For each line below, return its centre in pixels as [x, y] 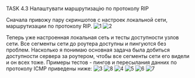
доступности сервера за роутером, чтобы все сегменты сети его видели [98, 56]
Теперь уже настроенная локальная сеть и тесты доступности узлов [93, 37]
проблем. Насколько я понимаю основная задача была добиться [88, 50]
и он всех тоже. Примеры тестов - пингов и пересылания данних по [92, 62]
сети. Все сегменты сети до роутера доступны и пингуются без [86, 44]
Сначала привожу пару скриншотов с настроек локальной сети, [87, 20]
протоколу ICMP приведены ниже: [49, 69]
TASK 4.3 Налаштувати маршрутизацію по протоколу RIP [78, 9]
